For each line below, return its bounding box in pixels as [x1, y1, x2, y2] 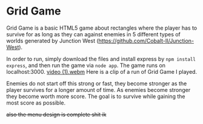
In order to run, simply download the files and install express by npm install [6, 55, 196, 62]
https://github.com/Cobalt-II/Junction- [98, 37, 195, 44]
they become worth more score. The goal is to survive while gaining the [6, 93, 185, 100]
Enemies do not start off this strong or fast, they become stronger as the [6, 80, 187, 87]
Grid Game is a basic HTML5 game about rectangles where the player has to [6, 24, 198, 31]
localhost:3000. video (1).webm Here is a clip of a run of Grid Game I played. [6, 68, 198, 75]
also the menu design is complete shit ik [6, 111, 107, 118]
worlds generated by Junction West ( [6, 37, 99, 44]
